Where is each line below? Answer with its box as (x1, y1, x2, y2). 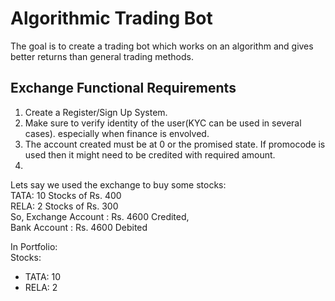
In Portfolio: (10, 240, 58, 252)
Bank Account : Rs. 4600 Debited (10, 221, 148, 233)
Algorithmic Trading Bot (10, 7, 213, 30)
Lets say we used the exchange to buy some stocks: (10, 178, 227, 191)
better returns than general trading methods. (10, 50, 194, 62)
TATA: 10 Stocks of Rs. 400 (10, 189, 122, 201)
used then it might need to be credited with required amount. (24, 148, 276, 161)
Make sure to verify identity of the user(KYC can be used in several (24, 117, 302, 129)
